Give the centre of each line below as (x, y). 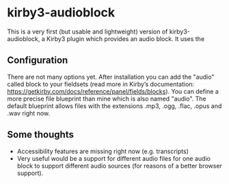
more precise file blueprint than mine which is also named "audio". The (107, 98)
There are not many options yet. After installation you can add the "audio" (111, 77)
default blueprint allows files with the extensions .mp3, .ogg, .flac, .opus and (114, 106)
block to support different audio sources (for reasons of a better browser (119, 166)
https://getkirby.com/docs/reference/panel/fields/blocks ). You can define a (113, 91)
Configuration (38, 61)
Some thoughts (40, 135)
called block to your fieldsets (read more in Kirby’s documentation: (101, 84)
